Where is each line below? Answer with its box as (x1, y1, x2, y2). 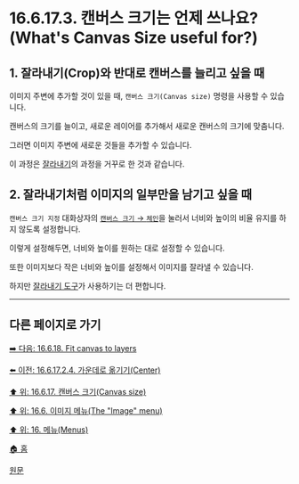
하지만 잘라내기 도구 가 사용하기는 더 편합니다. (9, 280, 166, 291)
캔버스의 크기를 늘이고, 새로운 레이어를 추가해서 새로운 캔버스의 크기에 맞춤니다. (9, 121, 285, 131)
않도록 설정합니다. (18, 224, 81, 234)
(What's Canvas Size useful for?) (9, 28, 258, 48)
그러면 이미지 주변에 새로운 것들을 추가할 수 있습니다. (9, 140, 192, 150)
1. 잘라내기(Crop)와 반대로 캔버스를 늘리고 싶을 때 (9, 65, 265, 80)
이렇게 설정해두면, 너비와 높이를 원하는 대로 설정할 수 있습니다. (9, 242, 225, 253)
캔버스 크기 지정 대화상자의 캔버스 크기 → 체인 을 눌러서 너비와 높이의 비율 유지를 (9, 212, 278, 223)
